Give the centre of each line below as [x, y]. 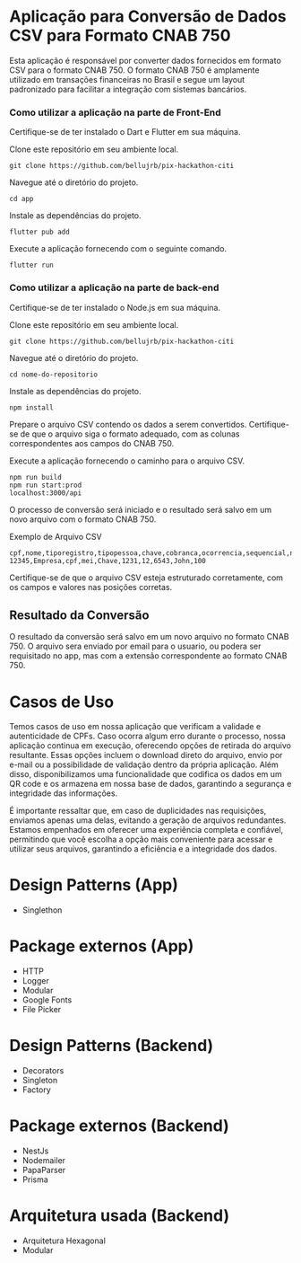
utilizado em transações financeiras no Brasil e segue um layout [127, 79]
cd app [21, 199]
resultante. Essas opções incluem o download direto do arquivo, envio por [146, 755]
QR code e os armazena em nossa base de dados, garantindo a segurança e [150, 784]
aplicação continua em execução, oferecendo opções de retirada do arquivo [150, 746]
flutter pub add [39, 232]
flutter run [31, 265]
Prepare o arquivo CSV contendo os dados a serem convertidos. [128, 424]
